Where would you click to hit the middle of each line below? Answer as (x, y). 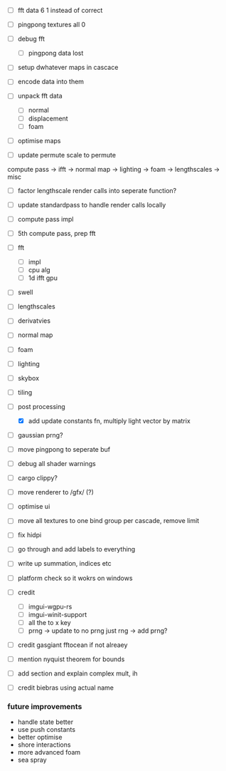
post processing (41, 406)
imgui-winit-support (58, 614)
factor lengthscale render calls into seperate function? (97, 190)
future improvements (45, 707)
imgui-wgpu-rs (50, 606)
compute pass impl (45, 219)
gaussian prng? (40, 435)
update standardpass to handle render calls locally (92, 205)
